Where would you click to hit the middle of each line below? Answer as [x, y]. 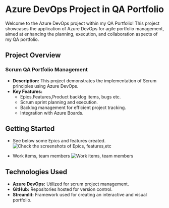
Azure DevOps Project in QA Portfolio [84, 9]
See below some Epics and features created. [59, 141]
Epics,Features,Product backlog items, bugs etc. [70, 96]
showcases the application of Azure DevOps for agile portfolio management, [84, 28]
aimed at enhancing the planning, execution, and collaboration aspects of [81, 34]
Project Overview [33, 55]
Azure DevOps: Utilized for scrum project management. [71, 184]
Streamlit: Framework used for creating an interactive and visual [80, 195]
